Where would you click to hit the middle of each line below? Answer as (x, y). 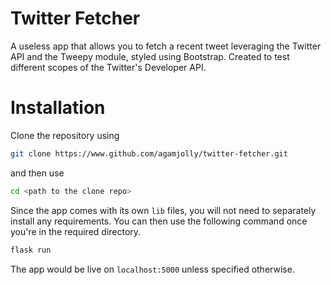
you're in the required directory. (76, 231)
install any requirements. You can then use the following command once (159, 221)
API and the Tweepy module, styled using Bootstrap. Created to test (150, 56)
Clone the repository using (65, 135)
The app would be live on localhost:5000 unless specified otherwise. (152, 269)
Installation (58, 108)
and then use (37, 173)
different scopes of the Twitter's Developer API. (108, 67)
